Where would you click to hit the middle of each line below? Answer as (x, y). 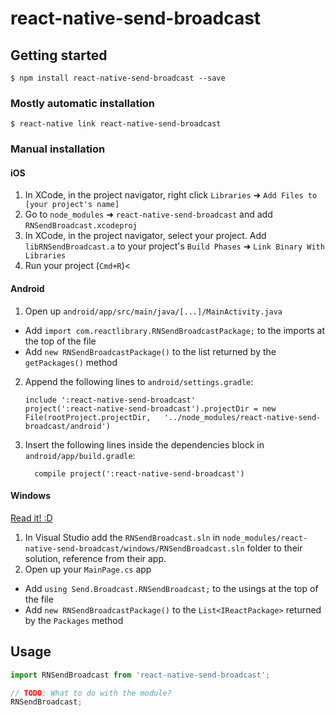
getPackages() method (71, 362)
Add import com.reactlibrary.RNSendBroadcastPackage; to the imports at (175, 330)
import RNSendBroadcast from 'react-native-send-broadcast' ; (140, 675)
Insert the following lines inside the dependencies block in (144, 444)
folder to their (274, 548)
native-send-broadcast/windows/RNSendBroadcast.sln (134, 548)
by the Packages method (74, 620)
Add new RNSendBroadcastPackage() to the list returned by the (150, 351)
